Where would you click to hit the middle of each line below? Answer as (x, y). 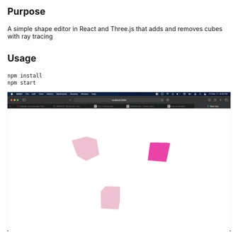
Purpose (27, 12)
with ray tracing (30, 36)
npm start (22, 83)
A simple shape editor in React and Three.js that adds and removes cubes (115, 28)
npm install (25, 76)
